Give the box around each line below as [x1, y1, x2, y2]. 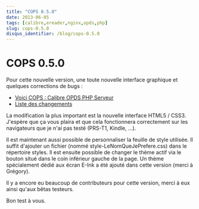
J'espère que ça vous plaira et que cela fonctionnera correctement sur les [6, 118, 188, 126]
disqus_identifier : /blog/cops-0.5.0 [6, 31, 100, 37]
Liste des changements [14, 101, 73, 108]
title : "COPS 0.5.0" [6, 8, 58, 15]
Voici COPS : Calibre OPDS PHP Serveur [14, 94, 114, 101]
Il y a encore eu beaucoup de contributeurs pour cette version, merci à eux [6, 179, 191, 186]
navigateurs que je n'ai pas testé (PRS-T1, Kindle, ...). [6, 124, 136, 132]
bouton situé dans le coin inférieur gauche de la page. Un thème [6, 155, 164, 163]
